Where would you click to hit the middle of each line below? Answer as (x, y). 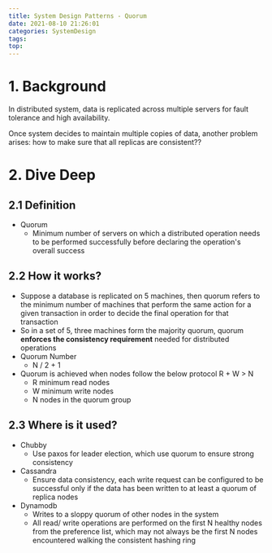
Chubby (33, 445)
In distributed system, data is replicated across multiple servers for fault (129, 109)
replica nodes (55, 497)
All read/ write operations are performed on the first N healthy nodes (147, 523)
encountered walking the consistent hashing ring (114, 540)
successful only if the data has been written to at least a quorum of (145, 488)
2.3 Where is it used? (63, 426)
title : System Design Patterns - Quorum (78, 16)
